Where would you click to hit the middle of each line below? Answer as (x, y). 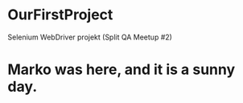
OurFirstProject (60, 15)
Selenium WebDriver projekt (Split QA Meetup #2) (90, 37)
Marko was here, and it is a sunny (121, 70)
